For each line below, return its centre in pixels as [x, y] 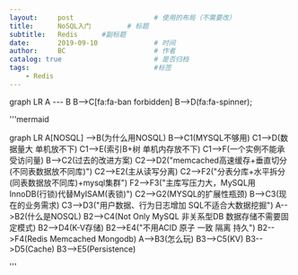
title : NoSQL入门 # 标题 [79, 26]
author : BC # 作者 [92, 51]
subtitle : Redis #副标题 [68, 34]
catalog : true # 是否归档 [99, 59]
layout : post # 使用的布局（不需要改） [123, 18]
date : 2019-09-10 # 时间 [92, 43]
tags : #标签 [91, 68]
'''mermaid [29, 119]
